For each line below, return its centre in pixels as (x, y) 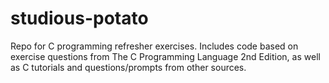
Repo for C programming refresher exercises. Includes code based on (154, 46)
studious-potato (79, 18)
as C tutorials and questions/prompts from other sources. (128, 67)
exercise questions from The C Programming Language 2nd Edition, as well (165, 56)
